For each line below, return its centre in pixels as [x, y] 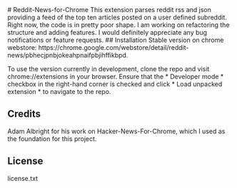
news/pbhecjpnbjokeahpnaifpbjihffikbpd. [68, 55]
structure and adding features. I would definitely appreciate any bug [107, 32]
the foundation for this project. [52, 139]
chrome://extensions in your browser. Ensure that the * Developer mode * [116, 77]
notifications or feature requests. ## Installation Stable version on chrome [116, 40]
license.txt [22, 178]
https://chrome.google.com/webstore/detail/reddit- [114, 47]
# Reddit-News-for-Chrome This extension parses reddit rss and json [110, 10]
